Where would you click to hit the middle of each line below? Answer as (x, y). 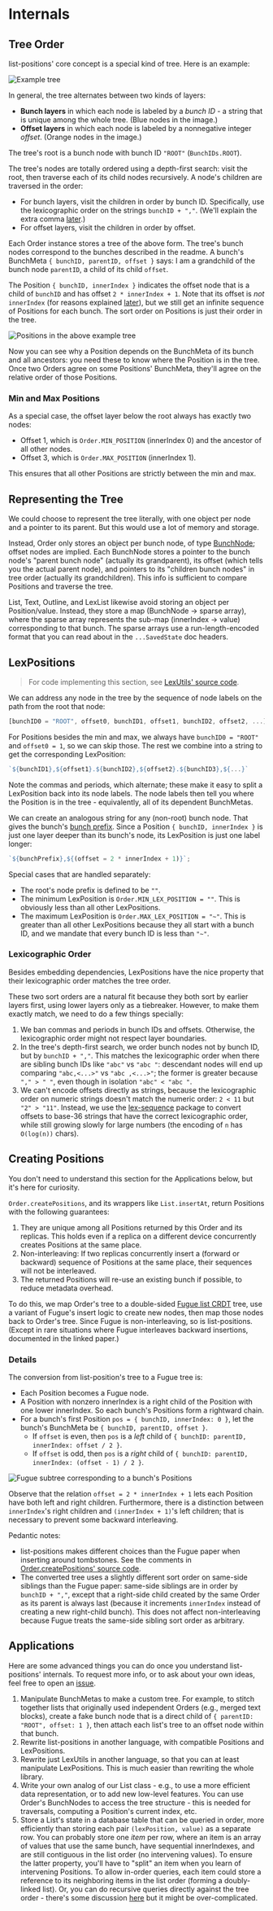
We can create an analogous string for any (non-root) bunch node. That (128, 817)
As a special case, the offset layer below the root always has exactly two (130, 416)
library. (32, 1777)
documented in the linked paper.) (64, 1338)
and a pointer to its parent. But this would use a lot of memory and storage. (134, 528)
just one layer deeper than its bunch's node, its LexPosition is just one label (134, 835)
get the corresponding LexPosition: (67, 754)
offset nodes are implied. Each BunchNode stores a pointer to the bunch (129, 552)
